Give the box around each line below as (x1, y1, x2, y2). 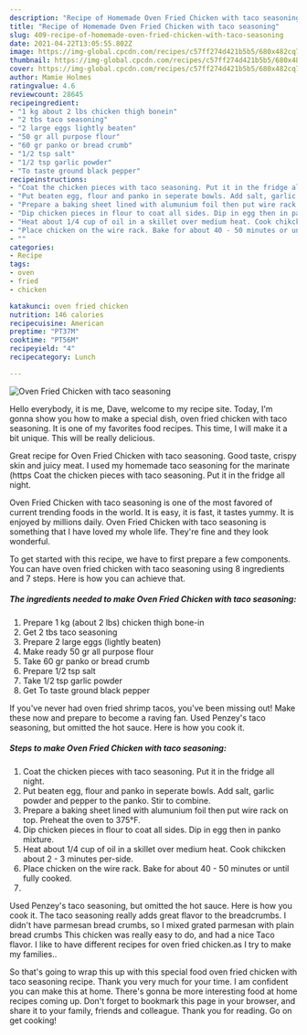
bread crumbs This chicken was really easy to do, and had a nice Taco (9, 929, 276, 940)
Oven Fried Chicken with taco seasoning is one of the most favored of (9, 497, 273, 508)
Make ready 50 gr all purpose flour (22, 646, 154, 657)
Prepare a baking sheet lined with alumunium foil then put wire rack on (22, 805, 289, 816)
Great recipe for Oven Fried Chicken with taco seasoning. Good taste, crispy (9, 449, 297, 461)
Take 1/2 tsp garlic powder (22, 675, 123, 686)
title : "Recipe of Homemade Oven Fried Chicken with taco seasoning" (9, 22, 281, 31)
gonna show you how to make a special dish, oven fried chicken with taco (9, 413, 288, 424)
